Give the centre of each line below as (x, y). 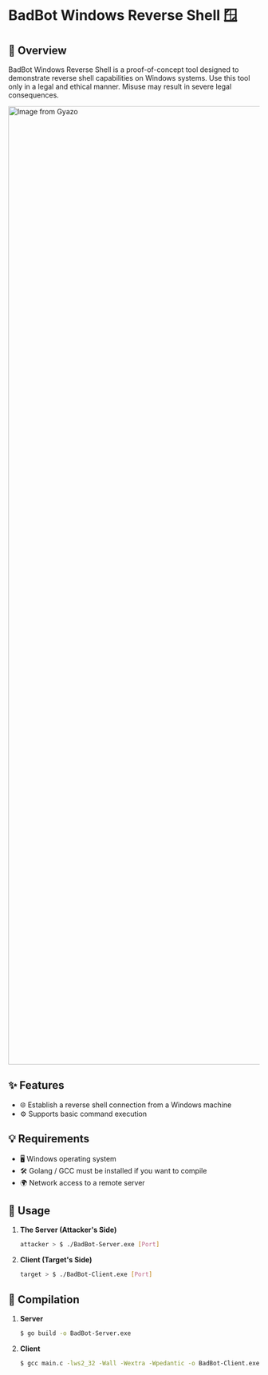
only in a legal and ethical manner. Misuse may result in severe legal (120, 86)
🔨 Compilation (44, 1299)
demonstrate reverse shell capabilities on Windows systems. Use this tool (129, 78)
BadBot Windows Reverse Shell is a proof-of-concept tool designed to (124, 70)
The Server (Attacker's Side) (68, 1230)
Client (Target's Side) (56, 1260)
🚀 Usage (29, 1211)
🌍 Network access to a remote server (82, 1182)
